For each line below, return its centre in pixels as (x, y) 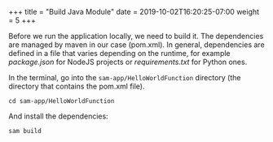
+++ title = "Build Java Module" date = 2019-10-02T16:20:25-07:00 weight (134, 12)
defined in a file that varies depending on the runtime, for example (119, 53)
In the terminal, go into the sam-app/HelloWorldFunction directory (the (125, 77)
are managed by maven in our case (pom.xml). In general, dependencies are (136, 45)
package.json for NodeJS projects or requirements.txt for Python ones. (128, 62)
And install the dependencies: (58, 116)
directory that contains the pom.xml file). (77, 86)
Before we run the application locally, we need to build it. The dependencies (136, 36)
